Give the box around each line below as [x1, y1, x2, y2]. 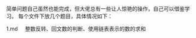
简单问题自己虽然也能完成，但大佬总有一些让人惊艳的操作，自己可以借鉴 [6, 5, 185, 12]
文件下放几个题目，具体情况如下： [28, 12, 113, 20]
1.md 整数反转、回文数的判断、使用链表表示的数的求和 [6, 26, 146, 32]
